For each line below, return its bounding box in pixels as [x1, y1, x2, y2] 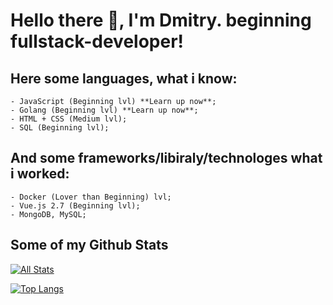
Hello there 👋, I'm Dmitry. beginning [10, 9, 312, 32]
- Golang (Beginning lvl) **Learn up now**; [10, 105, 199, 115]
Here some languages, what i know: [10, 70, 238, 87]
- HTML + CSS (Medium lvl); [10, 114, 128, 124]
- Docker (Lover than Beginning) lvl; [10, 192, 172, 202]
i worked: [10, 165, 70, 183]
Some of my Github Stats [10, 237, 169, 254]
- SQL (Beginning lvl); [10, 123, 110, 133]
